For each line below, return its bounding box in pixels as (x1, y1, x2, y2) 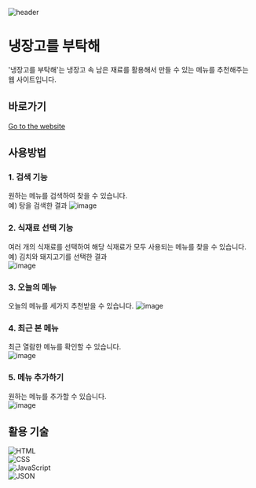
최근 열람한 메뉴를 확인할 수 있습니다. (8, 342, 122, 352)
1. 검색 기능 (8, 172, 48, 183)
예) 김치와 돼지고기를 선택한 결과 (8, 252, 108, 261)
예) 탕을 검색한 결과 (8, 201, 68, 210)
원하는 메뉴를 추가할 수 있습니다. (8, 391, 108, 401)
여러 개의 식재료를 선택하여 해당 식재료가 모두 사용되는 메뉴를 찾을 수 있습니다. (8, 242, 247, 251)
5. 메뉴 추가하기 (8, 372, 64, 383)
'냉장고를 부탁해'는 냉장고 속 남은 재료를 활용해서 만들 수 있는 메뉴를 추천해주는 (8, 65, 249, 74)
